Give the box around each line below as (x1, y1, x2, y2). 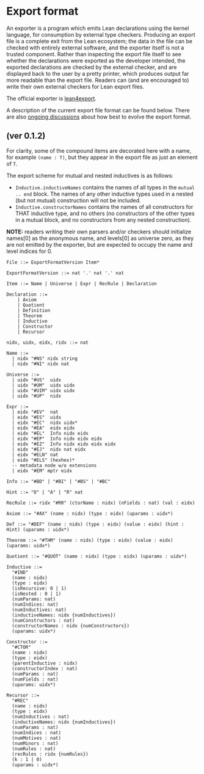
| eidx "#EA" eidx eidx (12, 425, 75, 431)
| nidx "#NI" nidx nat (12, 360, 70, 367)
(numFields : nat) (12, 676, 59, 682)
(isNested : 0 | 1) (12, 591, 62, 597)
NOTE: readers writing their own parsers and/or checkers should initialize (6, 228, 191, 235)
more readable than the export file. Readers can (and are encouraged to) (6, 76, 189, 84)
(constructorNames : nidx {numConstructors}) (12, 622, 130, 629)
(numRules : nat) (12, 745, 56, 752)
